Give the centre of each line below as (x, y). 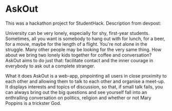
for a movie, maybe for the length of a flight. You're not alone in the (76, 44)
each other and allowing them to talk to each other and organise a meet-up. (85, 81)
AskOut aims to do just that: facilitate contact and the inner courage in (79, 60)
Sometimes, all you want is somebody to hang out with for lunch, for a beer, (85, 39)
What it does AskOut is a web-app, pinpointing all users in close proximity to (86, 76)
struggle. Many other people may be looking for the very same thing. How (83, 49)
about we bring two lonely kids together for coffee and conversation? (79, 55)
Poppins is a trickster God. (33, 103)
